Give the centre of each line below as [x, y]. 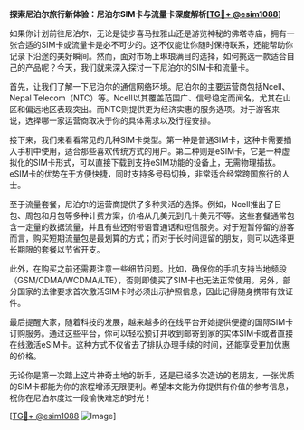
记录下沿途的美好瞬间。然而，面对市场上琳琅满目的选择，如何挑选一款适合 [148, 56]
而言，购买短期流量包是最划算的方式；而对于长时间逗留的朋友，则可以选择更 [152, 238]
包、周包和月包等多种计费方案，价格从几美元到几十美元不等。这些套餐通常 [148, 215]
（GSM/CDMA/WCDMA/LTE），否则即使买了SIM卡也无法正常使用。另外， [146, 280]
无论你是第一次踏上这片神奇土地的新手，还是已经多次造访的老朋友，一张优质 [152, 375]
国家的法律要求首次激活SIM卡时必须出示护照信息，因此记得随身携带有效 [151, 291]
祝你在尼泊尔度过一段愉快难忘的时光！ [81, 398]
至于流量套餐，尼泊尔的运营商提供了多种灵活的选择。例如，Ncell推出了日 [146, 204]
